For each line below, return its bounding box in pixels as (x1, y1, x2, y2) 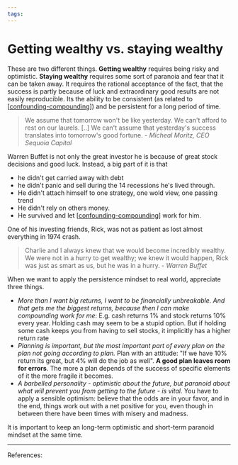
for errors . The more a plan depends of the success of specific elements (17, 364, 231, 372)
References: (7, 451, 42, 459)
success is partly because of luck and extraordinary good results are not (7, 86, 220, 96)
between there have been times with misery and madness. (17, 409, 189, 418)
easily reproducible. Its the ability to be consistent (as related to (7, 94, 193, 103)
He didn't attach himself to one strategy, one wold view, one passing (17, 189, 218, 197)
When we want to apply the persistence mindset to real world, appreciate (7, 274, 221, 284)
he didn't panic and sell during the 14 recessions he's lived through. (17, 181, 215, 189)
